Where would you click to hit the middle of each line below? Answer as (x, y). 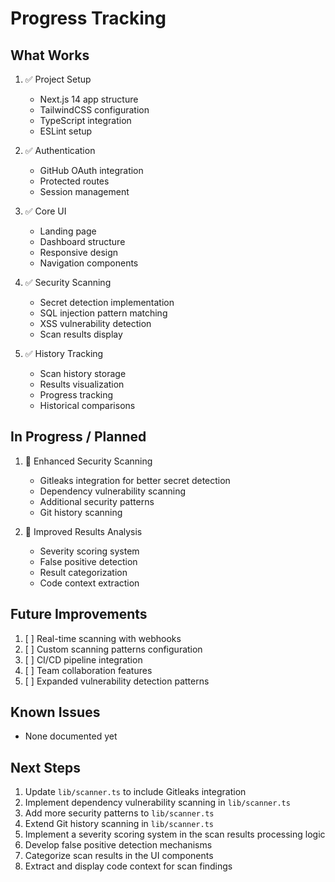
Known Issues (55, 712)
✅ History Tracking (64, 353)
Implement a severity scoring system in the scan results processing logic (175, 834)
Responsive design (79, 252)
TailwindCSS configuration (94, 110)
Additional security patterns (97, 501)
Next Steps (45, 767)
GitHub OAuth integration (91, 170)
